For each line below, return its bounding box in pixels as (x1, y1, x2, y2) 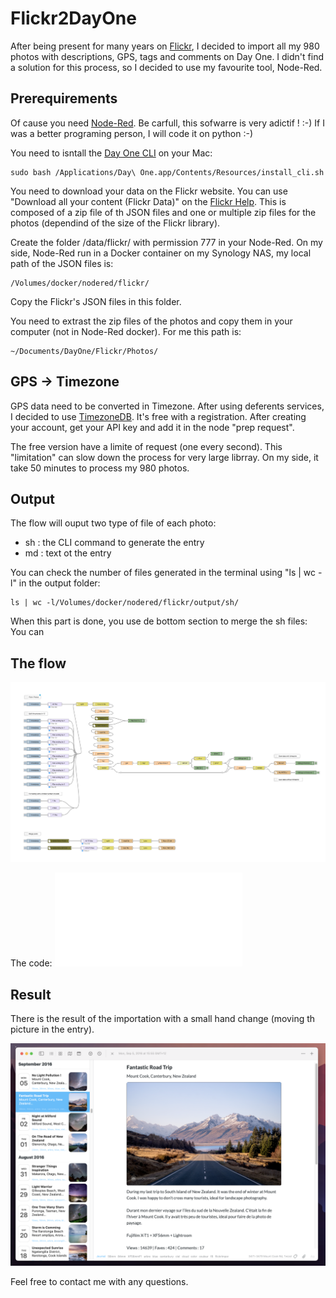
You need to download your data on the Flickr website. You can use (10, 185, 288, 197)
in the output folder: (18, 577, 101, 589)
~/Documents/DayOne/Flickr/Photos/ (10, 346, 159, 356)
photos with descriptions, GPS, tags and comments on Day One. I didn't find (10, 50, 324, 62)
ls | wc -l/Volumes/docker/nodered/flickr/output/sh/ (10, 598, 240, 608)
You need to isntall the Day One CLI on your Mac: (10, 147, 213, 159)
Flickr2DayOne (10, 7, 137, 30)
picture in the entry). (10, 1023, 95, 1036)
